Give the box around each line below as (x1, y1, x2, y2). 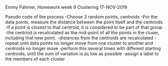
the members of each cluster (5, 56, 65, 62)
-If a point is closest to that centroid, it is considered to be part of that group (5, 24, 162, 30)
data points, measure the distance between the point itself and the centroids (5, 19, 163, 25)
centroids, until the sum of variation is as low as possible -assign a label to (5, 51, 159, 57)
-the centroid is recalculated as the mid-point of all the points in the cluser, (5, 30, 159, 35)
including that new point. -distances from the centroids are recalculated (5, 35, 153, 41)
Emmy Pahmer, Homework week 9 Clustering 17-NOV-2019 (5, 4, 127, 10)
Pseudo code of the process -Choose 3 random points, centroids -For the (5, 14, 158, 19)
